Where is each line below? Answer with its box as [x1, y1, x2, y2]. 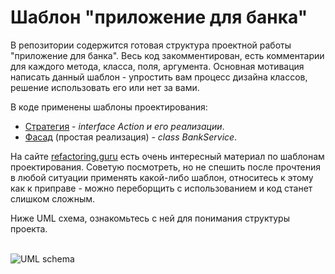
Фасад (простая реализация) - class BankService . [24, 131, 238, 143]
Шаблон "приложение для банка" [10, 6, 308, 29]
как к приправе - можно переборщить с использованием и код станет [10, 182, 313, 194]
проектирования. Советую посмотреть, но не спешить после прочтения [10, 161, 322, 173]
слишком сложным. [10, 192, 96, 205]
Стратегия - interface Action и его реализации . [24, 120, 225, 132]
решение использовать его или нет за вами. [10, 81, 200, 93]
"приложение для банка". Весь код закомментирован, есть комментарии [10, 49, 325, 61]
